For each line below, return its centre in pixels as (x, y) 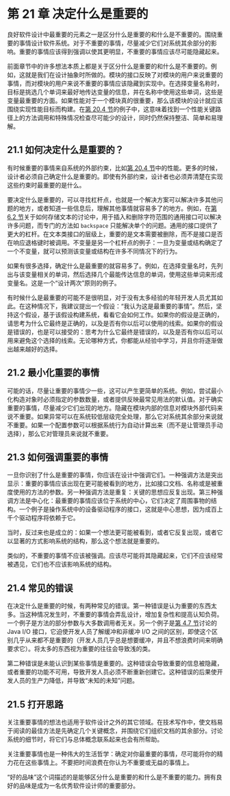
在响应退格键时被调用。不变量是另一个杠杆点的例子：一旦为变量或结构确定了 (115, 242)
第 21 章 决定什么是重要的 (78, 14)
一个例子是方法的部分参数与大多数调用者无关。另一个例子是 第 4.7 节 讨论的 (112, 623)
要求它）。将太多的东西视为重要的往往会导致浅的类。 (80, 649)
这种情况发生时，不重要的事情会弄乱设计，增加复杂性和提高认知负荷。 (124, 615)
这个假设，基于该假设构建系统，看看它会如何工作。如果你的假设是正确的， (118, 315)
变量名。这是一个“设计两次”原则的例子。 (64, 283)
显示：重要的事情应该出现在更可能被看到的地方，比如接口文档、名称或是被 (112, 484)
